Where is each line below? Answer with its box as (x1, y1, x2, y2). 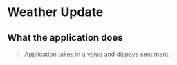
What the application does (7, 32, 123, 44)
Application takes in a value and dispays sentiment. (24, 50, 171, 58)
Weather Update (7, 4, 104, 20)
